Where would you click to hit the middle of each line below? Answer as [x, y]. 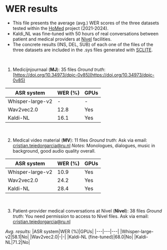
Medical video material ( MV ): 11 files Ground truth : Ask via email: [80, 140]
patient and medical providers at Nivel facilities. [62, 39]
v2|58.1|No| [17, 237]
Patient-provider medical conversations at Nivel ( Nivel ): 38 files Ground [87, 210]
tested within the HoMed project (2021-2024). [60, 28]
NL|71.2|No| [18, 242]
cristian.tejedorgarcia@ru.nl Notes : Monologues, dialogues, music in [84, 146]
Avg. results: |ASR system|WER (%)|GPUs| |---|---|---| [62, 231]
